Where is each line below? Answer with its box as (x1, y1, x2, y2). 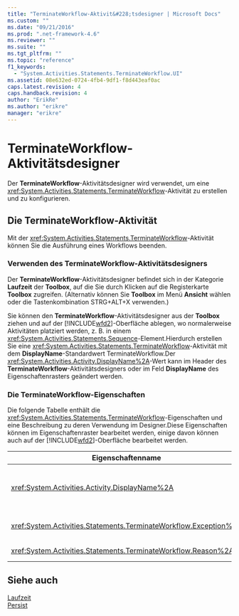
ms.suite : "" (7, 43, 46, 51)
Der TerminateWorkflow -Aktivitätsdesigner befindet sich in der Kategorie (7, 275, 224, 283)
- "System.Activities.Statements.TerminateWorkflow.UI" (14, 70, 183, 77)
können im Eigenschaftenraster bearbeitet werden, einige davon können (7, 428, 219, 437)
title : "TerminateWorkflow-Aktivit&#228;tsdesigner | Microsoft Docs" (7, 10, 221, 18)
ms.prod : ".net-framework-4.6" (7, 30, 100, 38)
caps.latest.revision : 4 (7, 83, 81, 90)
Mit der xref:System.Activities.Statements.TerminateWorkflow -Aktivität (7, 233, 215, 242)
